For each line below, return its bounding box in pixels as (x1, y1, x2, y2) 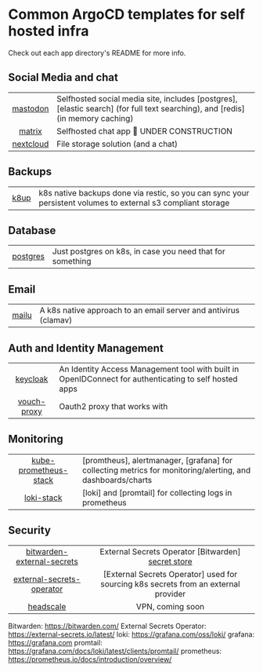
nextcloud (12, 138, 49, 149)
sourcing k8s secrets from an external (100, 579, 240, 590)
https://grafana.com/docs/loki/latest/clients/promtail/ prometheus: (8, 646, 222, 656)
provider (154, 588, 186, 599)
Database (8, 224, 56, 237)
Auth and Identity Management (8, 341, 164, 355)
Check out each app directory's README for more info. (8, 48, 186, 57)
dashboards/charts (81, 474, 153, 485)
